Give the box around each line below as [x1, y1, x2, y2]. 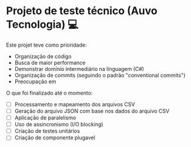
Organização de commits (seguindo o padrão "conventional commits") [14, 71, 186, 79]
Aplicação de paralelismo [14, 114, 76, 122]
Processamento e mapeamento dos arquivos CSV [14, 100, 135, 107]
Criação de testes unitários [14, 128, 81, 135]
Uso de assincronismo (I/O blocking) [14, 121, 103, 128]
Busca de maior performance [14, 59, 86, 66]
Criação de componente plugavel [14, 134, 96, 141]
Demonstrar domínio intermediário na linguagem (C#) [14, 65, 145, 72]
